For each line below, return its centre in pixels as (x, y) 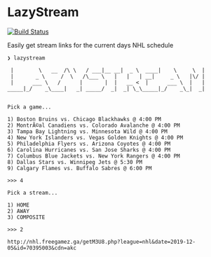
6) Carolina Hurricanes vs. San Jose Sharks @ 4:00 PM (89, 150)
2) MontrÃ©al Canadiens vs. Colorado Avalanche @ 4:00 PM (94, 125)
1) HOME (19, 205)
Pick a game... (29, 107)
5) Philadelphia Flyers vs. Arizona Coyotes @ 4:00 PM (89, 144)
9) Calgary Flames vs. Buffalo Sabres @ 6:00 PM (80, 168)
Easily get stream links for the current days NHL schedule (90, 45)
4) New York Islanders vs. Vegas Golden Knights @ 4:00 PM (95, 137)
